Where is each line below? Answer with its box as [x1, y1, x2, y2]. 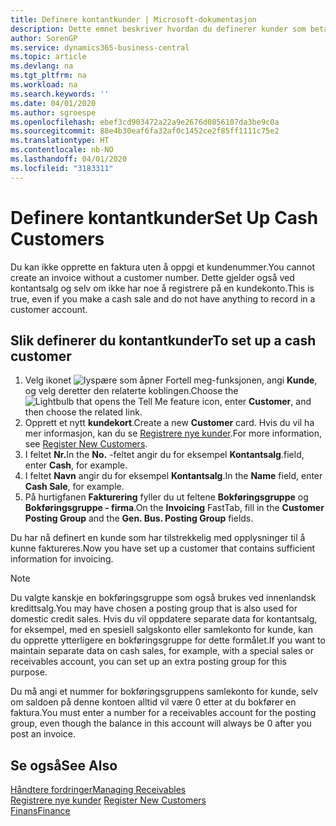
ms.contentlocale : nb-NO [10, 145, 114, 155]
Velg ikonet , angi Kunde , [24, 374, 318, 386]
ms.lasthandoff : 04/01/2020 [10, 154, 128, 164]
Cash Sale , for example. [24, 481, 125, 493]
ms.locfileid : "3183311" [10, 163, 114, 173]
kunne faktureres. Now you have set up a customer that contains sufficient [10, 542, 316, 555]
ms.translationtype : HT [10, 136, 110, 146]
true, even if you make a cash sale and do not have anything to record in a [10, 292, 316, 305]
